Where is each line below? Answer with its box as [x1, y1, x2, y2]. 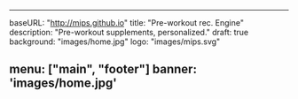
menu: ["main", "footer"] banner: [9, 62, 198, 77]
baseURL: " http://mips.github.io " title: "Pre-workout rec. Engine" [9, 18, 244, 27]
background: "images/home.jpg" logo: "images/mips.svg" [9, 36, 221, 47]
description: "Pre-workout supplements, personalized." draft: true [9, 27, 249, 37]
